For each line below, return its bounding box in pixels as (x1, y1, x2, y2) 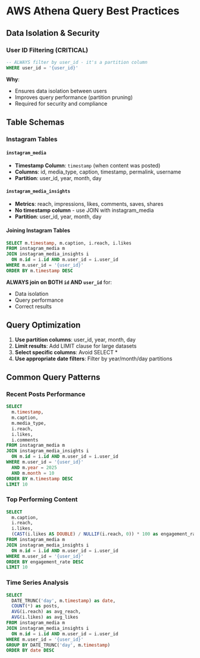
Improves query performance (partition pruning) (14, 94, 133, 101)
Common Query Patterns (6, 372, 101, 382)
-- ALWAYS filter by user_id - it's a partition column (6, 59, 148, 65)
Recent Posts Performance (6, 390, 86, 398)
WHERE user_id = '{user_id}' (6, 64, 79, 71)
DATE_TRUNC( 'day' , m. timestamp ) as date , (11, 598, 116, 604)
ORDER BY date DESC (6, 647, 55, 654)
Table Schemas (6, 118, 64, 128)
